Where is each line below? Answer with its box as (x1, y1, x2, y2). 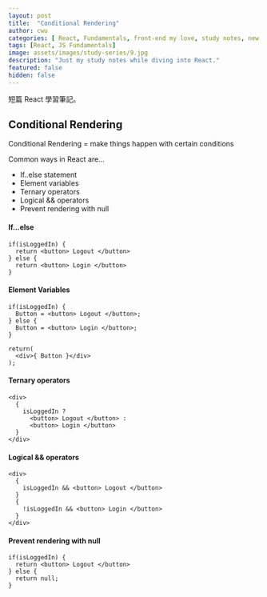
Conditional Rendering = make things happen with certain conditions (8, 139, 234, 149)
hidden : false (8, 71, 56, 79)
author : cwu (8, 26, 48, 34)
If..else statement (19, 170, 78, 180)
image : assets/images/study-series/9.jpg (8, 49, 149, 57)
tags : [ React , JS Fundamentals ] (8, 42, 116, 50)
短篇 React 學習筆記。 (8, 94, 81, 104)
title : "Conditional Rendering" (8, 19, 120, 27)
